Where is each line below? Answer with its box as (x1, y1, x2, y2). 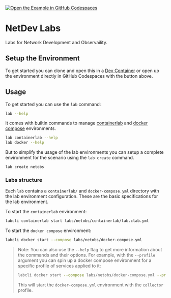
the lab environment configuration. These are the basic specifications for (5, 193, 158, 200)
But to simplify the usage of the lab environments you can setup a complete (5, 149, 164, 155)
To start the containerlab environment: (5, 209, 87, 215)
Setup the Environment (5, 54, 80, 63)
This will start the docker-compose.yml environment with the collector (17, 282, 164, 288)
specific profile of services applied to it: (17, 263, 101, 269)
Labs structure (5, 176, 42, 183)
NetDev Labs (5, 23, 61, 34)
